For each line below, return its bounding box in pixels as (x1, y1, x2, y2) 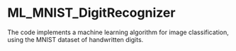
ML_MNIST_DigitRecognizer (7, 5, 176, 21)
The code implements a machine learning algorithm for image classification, (7, 28, 229, 36)
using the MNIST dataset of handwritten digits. (7, 35, 144, 43)
